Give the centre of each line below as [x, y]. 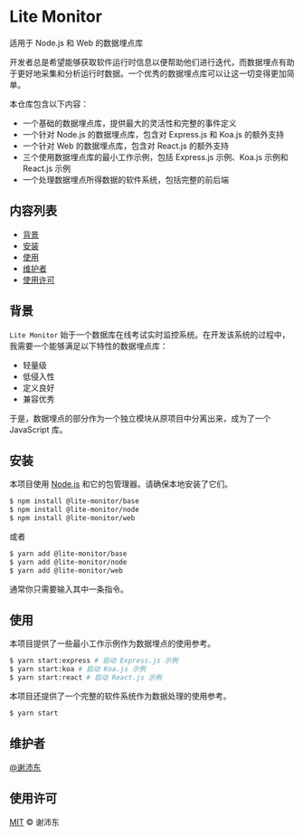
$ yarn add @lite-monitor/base [68, 554]
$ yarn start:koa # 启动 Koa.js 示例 [78, 670]
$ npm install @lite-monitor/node [75, 510]
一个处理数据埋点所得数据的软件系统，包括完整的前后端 [125, 179]
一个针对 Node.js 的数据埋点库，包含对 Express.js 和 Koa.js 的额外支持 [153, 134]
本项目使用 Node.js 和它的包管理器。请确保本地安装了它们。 [121, 484]
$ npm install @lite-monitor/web [72, 518]
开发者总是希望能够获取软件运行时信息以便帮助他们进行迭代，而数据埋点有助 [152, 62]
